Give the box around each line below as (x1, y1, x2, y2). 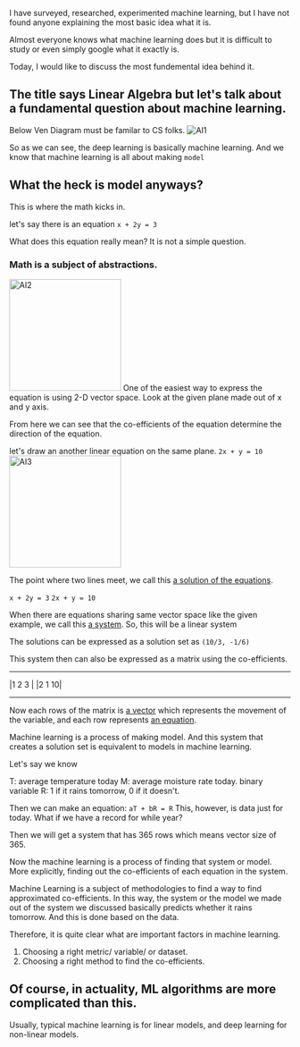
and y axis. (9, 401, 49, 412)
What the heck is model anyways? (9, 178, 204, 193)
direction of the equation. (9, 428, 103, 439)
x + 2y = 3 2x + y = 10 (9, 594, 96, 603)
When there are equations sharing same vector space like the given (9, 609, 258, 620)
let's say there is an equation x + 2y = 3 (9, 218, 158, 229)
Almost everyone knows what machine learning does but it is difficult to (9, 35, 272, 45)
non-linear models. (9, 1028, 79, 1040)
